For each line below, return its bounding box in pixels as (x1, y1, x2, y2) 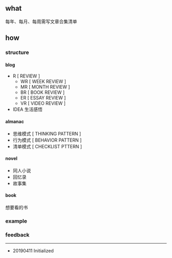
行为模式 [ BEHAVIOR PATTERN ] (12, 137, 82, 143)
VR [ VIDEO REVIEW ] (20, 100, 66, 107)
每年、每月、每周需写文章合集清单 (5, 18, 77, 25)
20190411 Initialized (12, 248, 54, 254)
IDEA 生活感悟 (12, 106, 42, 112)
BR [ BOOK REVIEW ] (20, 89, 65, 95)
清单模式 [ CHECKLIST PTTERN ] (12, 143, 82, 149)
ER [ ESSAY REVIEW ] (20, 95, 66, 101)
